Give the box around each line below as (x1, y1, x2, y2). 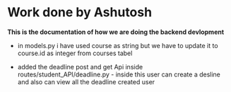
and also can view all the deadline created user (17, 77, 155, 86)
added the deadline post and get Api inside (17, 62, 143, 71)
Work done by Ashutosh (7, 4, 153, 21)
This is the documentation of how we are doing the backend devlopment (7, 28, 225, 36)
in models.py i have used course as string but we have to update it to (17, 41, 218, 50)
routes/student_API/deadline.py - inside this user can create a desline (17, 70, 221, 79)
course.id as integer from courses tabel (17, 49, 133, 57)
